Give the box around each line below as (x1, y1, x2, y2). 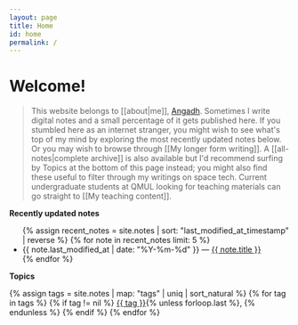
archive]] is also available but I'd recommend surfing (90, 153, 283, 164)
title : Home (9, 21, 53, 30)
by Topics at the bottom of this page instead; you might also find (30, 162, 268, 174)
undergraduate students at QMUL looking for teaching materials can (30, 182, 281, 192)
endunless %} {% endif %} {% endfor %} (9, 307, 161, 318)
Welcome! (9, 77, 86, 96)
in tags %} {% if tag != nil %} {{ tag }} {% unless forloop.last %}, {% (9, 297, 256, 308)
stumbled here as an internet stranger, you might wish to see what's (30, 125, 280, 135)
